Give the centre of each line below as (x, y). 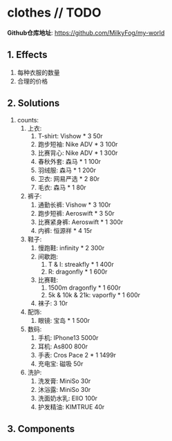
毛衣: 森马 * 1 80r (62, 187)
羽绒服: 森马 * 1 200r (67, 170)
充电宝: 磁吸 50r (60, 364)
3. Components (41, 429)
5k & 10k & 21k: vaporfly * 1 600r (94, 294)
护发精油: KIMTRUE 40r (71, 406)
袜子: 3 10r (52, 303)
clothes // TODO (54, 13)
